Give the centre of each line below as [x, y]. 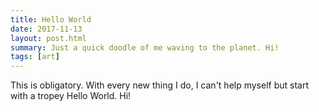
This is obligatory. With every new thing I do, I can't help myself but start [160, 85]
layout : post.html [48, 38]
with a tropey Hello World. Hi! [71, 96]
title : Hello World [51, 19]
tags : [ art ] [35, 57]
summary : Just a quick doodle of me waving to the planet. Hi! [145, 47]
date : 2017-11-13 [46, 29]
